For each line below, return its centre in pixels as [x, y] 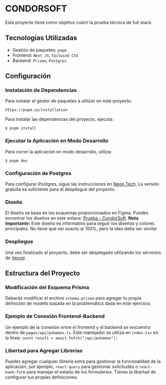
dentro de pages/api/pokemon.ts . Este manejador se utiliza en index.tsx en [82, 332]
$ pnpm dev [16, 161]
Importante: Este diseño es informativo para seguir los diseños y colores [80, 223]
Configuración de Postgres [38, 173]
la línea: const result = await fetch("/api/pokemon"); [62, 337]
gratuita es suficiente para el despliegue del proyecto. [60, 190]
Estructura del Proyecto [43, 273]
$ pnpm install [21, 128]
